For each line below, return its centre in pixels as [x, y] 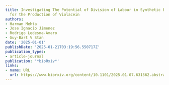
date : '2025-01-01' [26, 42]
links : [12, 65]
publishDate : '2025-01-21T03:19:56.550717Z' [53, 47]
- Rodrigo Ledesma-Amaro [31, 33]
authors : [14, 19]
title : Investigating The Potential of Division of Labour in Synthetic [83, 10]
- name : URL [18, 70]
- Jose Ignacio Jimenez [30, 28]
